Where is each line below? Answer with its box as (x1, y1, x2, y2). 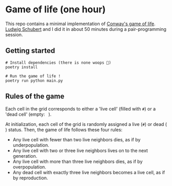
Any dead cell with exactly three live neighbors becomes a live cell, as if (12, 169, 165, 175)
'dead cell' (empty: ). (5, 111, 52, 117)
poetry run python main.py (5, 78, 63, 83)
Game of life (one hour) (5, 4, 106, 15)
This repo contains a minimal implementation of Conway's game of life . (5, 21, 156, 27)
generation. (12, 153, 37, 159)
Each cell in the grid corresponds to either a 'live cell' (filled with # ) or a (5, 105, 156, 111)
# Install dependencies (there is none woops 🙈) (5, 60, 111, 65)
